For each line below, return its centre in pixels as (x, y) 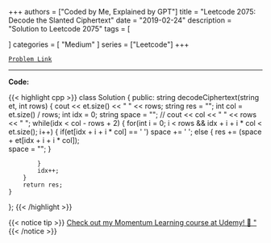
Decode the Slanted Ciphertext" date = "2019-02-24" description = (120, 20)
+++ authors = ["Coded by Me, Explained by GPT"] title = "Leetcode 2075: (132, 12)
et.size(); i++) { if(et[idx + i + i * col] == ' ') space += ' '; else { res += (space (135, 132)
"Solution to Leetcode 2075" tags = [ (69, 29)
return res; (43, 185)
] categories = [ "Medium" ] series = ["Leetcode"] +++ (99, 44)
